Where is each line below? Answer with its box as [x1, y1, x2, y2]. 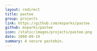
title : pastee [5, 12, 34, 17]
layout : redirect [5, 7, 40, 12]
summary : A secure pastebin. [5, 39, 64, 44]
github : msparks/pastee [5, 25, 53, 30]
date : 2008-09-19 [5, 34, 40, 39]
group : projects [5, 16, 38, 21]
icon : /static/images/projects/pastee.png [5, 30, 92, 34]
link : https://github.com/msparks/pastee [5, 20, 90, 26]
